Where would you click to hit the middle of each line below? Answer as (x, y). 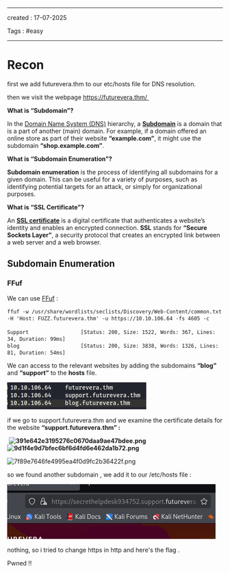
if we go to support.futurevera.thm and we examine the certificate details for (115, 420)
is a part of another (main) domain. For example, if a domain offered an (107, 131)
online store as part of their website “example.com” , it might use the (104, 138)
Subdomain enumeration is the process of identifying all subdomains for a (113, 172)
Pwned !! (20, 563)
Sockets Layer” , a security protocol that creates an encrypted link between (114, 235)
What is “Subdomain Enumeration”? (60, 159)
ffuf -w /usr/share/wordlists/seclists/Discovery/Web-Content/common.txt (115, 311)
